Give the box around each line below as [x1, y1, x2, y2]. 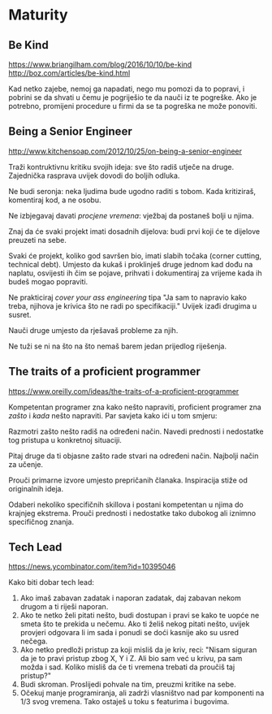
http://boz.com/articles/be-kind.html [8, 68, 131, 78]
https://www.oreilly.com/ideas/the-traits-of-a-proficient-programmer [8, 386, 240, 396]
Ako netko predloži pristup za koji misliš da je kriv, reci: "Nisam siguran [19, 645, 257, 655]
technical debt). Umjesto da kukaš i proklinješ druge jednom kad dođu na [8, 259, 253, 269]
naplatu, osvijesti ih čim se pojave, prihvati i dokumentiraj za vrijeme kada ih [8, 268, 262, 278]
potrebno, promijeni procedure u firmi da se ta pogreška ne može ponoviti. [8, 102, 257, 110]
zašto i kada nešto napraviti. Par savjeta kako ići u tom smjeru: [8, 410, 218, 420]
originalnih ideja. [8, 483, 63, 493]
